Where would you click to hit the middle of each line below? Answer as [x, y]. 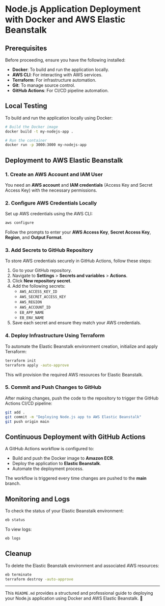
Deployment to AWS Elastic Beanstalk [64, 160]
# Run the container [26, 140]
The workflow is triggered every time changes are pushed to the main [76, 478]
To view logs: [18, 529]
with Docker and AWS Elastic [65, 19]
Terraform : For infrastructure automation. [54, 80]
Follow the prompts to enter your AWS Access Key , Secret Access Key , [78, 232]
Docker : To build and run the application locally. [61, 69]
